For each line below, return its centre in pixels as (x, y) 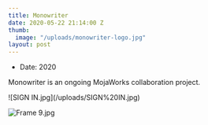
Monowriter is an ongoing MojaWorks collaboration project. (104, 83)
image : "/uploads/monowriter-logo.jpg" (81, 37)
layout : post (30, 45)
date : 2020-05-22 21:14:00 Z (56, 23)
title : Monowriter (38, 15)
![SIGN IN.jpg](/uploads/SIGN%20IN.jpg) (74, 97)
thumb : (19, 30)
